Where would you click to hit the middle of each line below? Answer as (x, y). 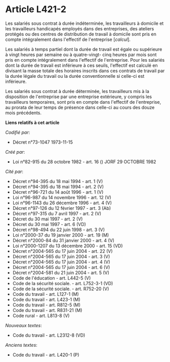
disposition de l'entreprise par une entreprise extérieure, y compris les (79, 97)
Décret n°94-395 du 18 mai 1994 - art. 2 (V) (58, 187)
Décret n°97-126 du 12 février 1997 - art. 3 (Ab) (62, 208)
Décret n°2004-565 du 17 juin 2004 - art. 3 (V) (61, 256)
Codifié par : (18, 132)
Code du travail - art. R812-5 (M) (47, 305)
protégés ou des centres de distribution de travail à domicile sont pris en (81, 34)
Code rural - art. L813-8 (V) (41, 315)
